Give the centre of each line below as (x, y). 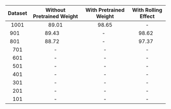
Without (55, 10)
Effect (147, 16)
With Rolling (147, 10)
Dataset (18, 13)
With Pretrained (105, 10)
